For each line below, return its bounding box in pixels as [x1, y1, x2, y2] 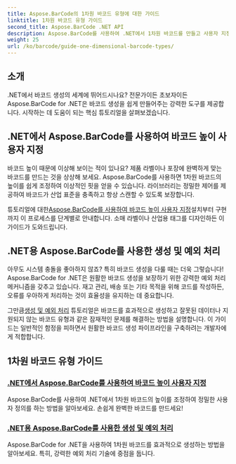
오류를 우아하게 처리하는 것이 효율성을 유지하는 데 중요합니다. [7, 291, 174, 300]
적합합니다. [14, 333, 46, 341]
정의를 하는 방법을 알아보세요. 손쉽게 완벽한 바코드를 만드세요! [14, 404, 184, 413]
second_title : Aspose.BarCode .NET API [7, 23, 124, 30]
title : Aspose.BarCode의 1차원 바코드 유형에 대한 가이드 [7, 10, 160, 18]
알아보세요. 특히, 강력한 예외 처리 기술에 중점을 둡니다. [7, 449, 155, 458]
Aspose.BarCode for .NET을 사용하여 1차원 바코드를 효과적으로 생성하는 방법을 [7, 440, 225, 449]
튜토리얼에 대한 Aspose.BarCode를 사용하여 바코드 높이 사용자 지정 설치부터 [7, 205, 214, 213]
